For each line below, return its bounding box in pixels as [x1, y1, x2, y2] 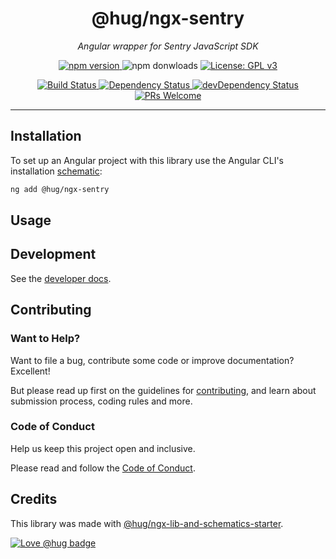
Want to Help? [10, 332, 81, 346]
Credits [10, 491, 58, 508]
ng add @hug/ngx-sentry [10, 184, 110, 194]
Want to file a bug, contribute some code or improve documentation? [10, 354, 295, 366]
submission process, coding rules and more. [10, 395, 193, 407]
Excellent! [10, 365, 51, 377]
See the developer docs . [10, 272, 112, 284]
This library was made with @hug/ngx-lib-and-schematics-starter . [10, 517, 284, 529]
